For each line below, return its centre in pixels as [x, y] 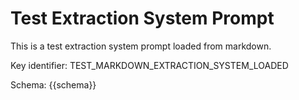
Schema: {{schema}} [53, 84]
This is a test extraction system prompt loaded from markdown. [141, 46]
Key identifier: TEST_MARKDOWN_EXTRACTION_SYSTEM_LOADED [149, 65]
